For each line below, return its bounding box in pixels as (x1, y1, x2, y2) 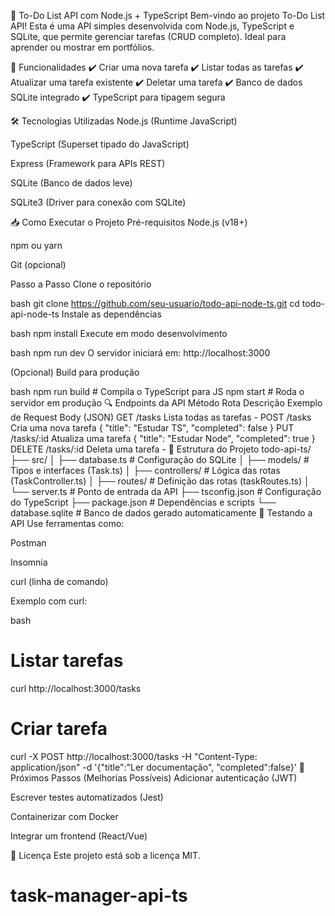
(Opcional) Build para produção (10, 366, 140, 378)
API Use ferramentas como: (10, 518, 125, 529)
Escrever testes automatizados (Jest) (10, 791, 164, 803)
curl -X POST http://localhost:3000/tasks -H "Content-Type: (10, 750, 258, 762)
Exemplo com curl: (10, 595, 88, 607)
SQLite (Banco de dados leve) (10, 177, 133, 189)
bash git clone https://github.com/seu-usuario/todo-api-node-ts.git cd (10, 298, 300, 309)
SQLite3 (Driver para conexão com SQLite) (10, 196, 187, 208)
